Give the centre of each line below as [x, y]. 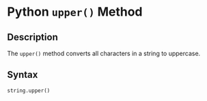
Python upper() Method [75, 12]
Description [32, 37]
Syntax [23, 75]
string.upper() [29, 90]
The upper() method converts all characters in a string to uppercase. [104, 53]
